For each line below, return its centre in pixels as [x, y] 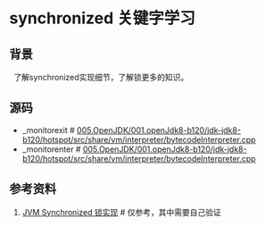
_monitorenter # [51, 149]
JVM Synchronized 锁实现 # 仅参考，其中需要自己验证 [121, 212]
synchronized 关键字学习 [103, 18]
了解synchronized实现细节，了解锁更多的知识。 [101, 77]
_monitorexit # [49, 130]
